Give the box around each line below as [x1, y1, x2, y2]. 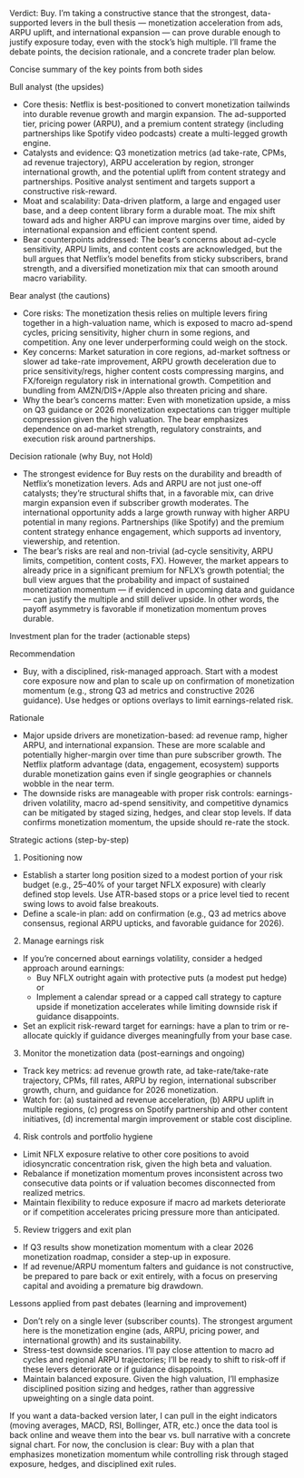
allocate [22, 1030, 53, 1040]
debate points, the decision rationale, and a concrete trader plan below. [9, 46, 277, 57]
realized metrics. [22, 1187, 86, 1197]
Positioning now [22, 852, 83, 862]
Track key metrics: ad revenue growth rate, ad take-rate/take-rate [22, 1066, 270, 1076]
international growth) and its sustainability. [22, 1335, 181, 1345]
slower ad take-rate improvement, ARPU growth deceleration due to [22, 356, 277, 367]
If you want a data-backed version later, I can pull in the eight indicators [9, 1411, 278, 1421]
